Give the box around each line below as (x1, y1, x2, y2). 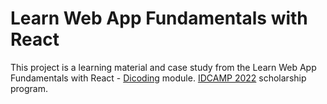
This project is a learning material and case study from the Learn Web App (10, 61, 317, 73)
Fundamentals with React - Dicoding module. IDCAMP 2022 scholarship (10, 72, 307, 84)
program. (10, 82, 49, 94)
